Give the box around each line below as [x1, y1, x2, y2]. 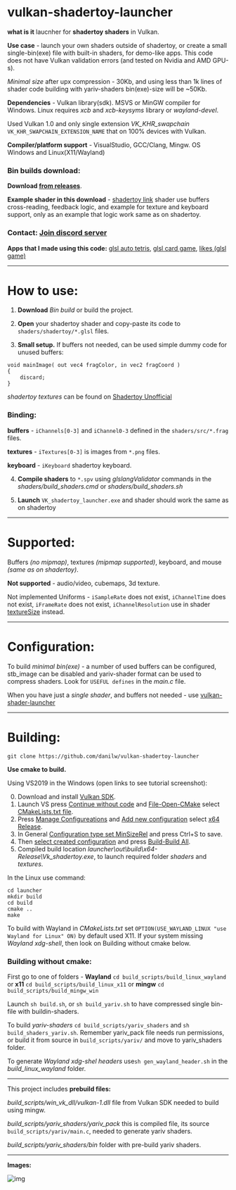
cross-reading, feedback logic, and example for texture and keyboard [7, 203, 209, 211]
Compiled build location [17, 844, 86, 853]
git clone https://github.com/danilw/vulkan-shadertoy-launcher [7, 753, 199, 760]
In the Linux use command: [7, 873, 86, 882]
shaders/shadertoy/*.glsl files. [17, 327, 110, 335]
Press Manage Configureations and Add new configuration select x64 [17, 815, 220, 823]
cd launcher [7, 887, 42, 894]
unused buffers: [17, 348, 64, 356]
